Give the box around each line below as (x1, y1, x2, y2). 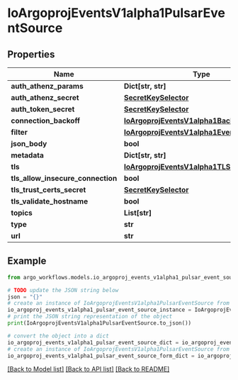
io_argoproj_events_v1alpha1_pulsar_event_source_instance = (7, 306, 192, 313)
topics (11, 208, 33, 218)
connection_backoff (11, 116, 80, 125)
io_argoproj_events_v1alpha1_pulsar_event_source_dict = (7, 339, 179, 346)
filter (11, 128, 28, 137)
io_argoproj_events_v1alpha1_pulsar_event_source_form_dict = (7, 352, 195, 359)
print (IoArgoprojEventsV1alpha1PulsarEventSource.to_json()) (7, 320, 192, 327)
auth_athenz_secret (11, 93, 79, 102)
